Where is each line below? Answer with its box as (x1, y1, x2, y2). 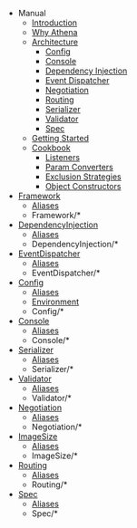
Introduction (31, 17, 78, 28)
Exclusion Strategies (44, 171, 122, 182)
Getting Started (31, 133, 89, 143)
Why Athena (31, 27, 78, 37)
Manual (17, 8, 47, 18)
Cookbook (31, 142, 71, 153)
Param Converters (44, 162, 113, 172)
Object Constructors (44, 181, 122, 191)
